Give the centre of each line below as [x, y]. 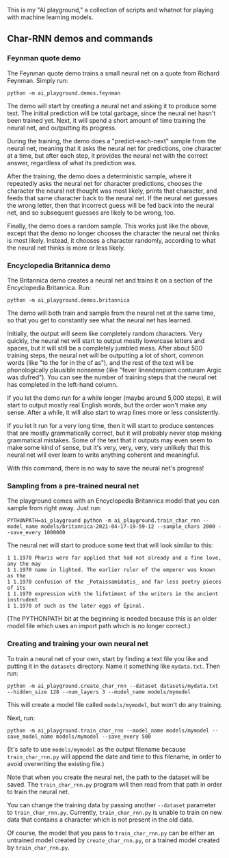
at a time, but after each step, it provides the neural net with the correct [108, 155]
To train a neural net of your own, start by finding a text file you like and [108, 658]
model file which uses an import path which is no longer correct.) [99, 626]
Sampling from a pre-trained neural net [73, 486]
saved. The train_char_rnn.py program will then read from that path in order [115, 784]
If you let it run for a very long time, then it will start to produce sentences [110, 425]
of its [16, 588]
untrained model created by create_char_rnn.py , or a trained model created [113, 840]
